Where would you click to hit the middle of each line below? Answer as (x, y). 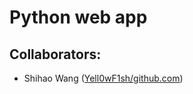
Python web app (78, 17)
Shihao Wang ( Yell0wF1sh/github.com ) (103, 78)
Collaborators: (55, 54)
